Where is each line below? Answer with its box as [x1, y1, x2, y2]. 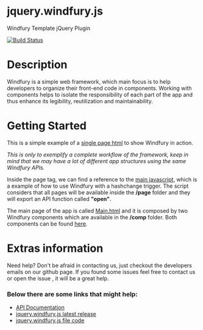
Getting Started [7, 119, 87, 133]
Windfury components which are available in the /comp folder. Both [7, 213, 177, 221]
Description [7, 58, 68, 71]
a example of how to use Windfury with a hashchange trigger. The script [7, 182, 189, 189]
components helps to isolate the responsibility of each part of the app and [7, 90, 193, 98]
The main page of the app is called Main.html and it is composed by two [7, 207, 188, 215]
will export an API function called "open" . [7, 195, 112, 202]
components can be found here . [7, 220, 88, 227]
